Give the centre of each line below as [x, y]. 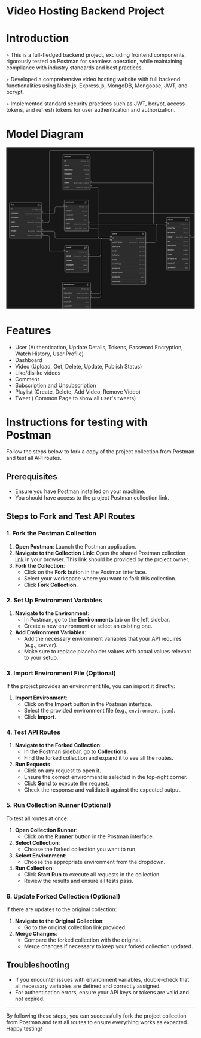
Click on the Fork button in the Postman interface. [85, 572]
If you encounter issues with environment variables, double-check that [102, 979]
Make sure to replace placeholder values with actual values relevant [107, 651]
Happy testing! [24, 1028]
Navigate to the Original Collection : [59, 921]
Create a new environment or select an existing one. [88, 626]
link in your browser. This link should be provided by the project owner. [102, 559]
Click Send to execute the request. [66, 783]
